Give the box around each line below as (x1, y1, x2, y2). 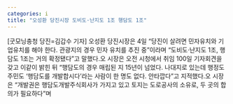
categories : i (7, 10, 49, 17)
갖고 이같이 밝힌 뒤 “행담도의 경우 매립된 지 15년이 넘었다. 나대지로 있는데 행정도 (7, 63, 225, 71)
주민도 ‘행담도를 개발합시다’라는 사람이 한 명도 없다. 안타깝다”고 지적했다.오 (7, 71, 211, 80)
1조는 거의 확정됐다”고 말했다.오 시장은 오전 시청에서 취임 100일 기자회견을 (20, 54, 223, 63)
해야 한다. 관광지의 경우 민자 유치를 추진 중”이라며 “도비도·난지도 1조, (31, 45, 218, 54)
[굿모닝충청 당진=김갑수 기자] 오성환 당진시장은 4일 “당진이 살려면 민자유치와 (7, 36, 217, 45)
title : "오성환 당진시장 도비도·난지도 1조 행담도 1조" (7, 17, 147, 24)
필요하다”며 (20, 89, 52, 98)
